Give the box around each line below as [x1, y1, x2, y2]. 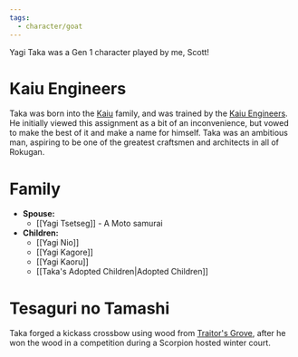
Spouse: [22, 208, 55, 219]
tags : [9, 13, 30, 23]
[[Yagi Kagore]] [35, 246, 93, 258]
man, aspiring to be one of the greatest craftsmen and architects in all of [9, 137, 279, 148]
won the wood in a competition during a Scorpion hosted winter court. [9, 337, 272, 349]
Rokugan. [9, 147, 45, 158]
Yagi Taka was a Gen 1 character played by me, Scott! [9, 46, 210, 57]
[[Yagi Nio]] [35, 237, 80, 248]
